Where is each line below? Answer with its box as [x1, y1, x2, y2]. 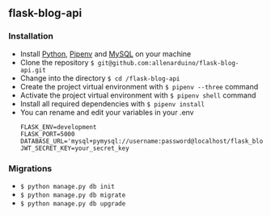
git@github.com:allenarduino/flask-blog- [97, 59, 239, 67]
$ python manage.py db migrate [19, 191, 126, 199]
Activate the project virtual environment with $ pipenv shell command [19, 90, 256, 100]
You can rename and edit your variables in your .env [19, 107, 194, 117]
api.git [19, 66, 46, 74]
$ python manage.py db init [19, 182, 115, 190]
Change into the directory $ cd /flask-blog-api [19, 73, 180, 83]
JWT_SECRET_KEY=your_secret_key [19, 144, 129, 152]
